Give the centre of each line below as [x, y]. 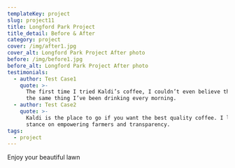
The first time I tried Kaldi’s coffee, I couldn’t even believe [123, 92]
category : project [34, 40]
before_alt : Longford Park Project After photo [78, 66]
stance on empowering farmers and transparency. [98, 124]
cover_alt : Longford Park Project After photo [76, 53]
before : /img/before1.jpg [45, 59]
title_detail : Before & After [51, 33]
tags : [15, 131]
